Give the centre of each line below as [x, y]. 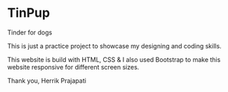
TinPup [29, 13]
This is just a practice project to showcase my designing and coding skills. [115, 46]
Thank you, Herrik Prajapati [47, 80]
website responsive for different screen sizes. [73, 67]
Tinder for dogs [30, 32]
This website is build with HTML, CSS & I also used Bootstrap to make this [114, 59]
